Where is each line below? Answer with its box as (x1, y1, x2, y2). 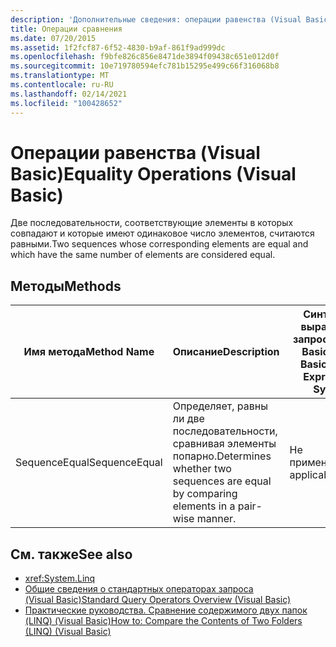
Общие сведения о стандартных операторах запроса (24, 583, 254, 595)
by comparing (172, 487, 238, 501)
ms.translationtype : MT (10, 71, 110, 81)
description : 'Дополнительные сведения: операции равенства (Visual (10, 14, 302, 25)
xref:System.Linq (24, 572, 96, 585)
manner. (196, 512, 237, 526)
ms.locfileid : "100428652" (10, 98, 123, 108)
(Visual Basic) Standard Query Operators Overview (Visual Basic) (24, 594, 292, 606)
